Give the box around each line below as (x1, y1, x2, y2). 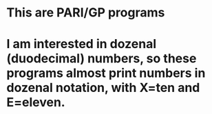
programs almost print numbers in (6, 65, 206, 81)
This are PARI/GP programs (6, 5, 165, 21)
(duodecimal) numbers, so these (6, 51, 197, 67)
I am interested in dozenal (6, 36, 156, 52)
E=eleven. (6, 95, 66, 111)
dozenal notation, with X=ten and (6, 80, 200, 95)
